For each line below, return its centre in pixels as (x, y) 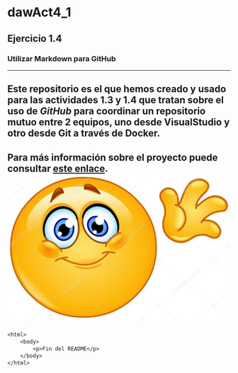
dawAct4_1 (39, 12)
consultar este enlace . (58, 168)
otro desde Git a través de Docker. (84, 133)
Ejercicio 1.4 (35, 39)
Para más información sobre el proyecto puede (113, 157)
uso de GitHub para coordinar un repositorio (107, 111)
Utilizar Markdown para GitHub (62, 59)
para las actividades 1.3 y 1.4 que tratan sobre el (116, 100)
